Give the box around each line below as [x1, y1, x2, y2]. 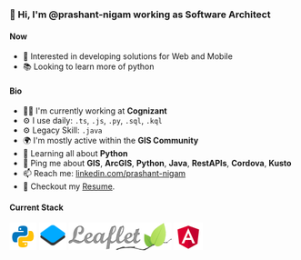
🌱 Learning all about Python [22, 148, 129, 159]
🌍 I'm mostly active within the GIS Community [22, 135, 199, 146]
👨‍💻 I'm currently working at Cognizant [22, 105, 167, 116]
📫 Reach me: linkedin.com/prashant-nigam [22, 168, 186, 179]
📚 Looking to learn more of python [22, 61, 155, 72]
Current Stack [9, 202, 64, 213]
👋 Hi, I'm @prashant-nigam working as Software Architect [9, 8, 271, 21]
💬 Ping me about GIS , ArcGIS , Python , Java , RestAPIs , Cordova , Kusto [22, 158, 292, 169]
